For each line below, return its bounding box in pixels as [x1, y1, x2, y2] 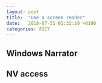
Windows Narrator [6, 48, 78, 58]
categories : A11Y [6, 25, 50, 32]
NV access [6, 69, 49, 79]
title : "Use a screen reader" [6, 15, 86, 21]
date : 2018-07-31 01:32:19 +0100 [6, 20, 97, 26]
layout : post [6, 8, 39, 15]
